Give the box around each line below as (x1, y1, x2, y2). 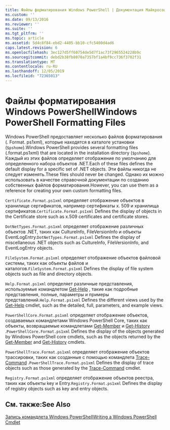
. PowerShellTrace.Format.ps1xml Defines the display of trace (27, 360, 154, 366)
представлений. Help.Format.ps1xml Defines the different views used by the (5, 297, 163, 303)
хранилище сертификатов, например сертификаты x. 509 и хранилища (5, 202, 159, 208)
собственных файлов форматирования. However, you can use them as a (5, 182, 158, 188)
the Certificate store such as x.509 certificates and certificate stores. (5, 213, 149, 220)
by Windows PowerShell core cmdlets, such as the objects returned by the (5, 333, 161, 340)
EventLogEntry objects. (5, 244, 54, 251)
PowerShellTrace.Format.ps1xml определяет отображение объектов (5, 348, 150, 355)
